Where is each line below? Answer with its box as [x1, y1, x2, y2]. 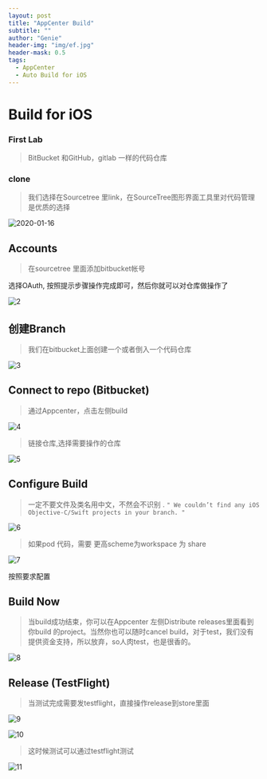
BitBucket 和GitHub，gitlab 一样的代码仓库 [27, 153, 167, 163]
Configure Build [8, 477, 88, 491]
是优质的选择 [27, 203, 70, 212]
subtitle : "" [8, 26, 52, 34]
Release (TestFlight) [8, 676, 110, 690]
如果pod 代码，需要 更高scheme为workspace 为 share [27, 539, 206, 548]
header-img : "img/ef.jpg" [8, 42, 94, 49]
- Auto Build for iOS [15, 71, 88, 79]
